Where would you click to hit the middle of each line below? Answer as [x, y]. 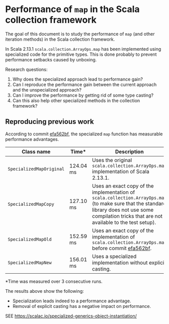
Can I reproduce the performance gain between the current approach [84, 85]
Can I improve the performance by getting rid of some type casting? [83, 95]
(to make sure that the [118, 203]
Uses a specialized [114, 256]
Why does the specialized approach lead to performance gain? [78, 79]
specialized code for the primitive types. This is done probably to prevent [81, 54]
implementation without [120, 263]
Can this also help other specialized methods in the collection [76, 100]
